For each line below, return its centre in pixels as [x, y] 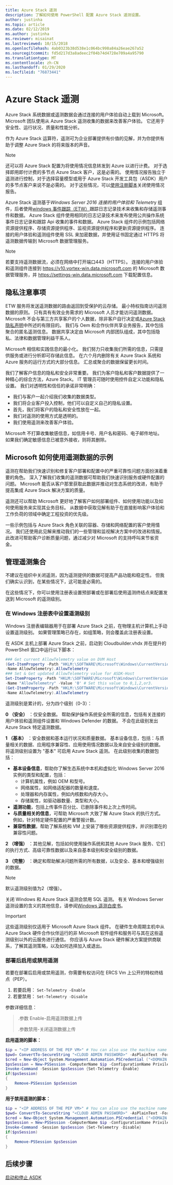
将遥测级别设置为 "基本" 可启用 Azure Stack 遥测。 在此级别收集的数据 [80, 751]
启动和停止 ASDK [24, 1177]
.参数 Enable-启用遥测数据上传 [50, 1018]
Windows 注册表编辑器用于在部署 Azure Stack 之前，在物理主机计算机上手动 [86, 626]
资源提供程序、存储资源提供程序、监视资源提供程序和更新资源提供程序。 [82, 228]
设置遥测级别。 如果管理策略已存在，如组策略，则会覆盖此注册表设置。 [80, 632]
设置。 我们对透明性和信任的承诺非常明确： [51, 385]
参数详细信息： [21, 1007]
